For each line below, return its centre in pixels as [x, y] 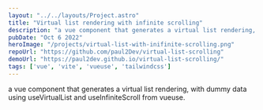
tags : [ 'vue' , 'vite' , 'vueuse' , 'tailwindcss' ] [90, 67]
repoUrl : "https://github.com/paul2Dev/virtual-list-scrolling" [116, 52]
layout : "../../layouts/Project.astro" [74, 15]
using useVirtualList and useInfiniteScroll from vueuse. [97, 97]
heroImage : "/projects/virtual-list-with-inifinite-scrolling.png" [122, 45]
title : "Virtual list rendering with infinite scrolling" [105, 23]
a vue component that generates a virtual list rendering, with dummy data [128, 89]
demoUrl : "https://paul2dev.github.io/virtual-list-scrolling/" [116, 60]
